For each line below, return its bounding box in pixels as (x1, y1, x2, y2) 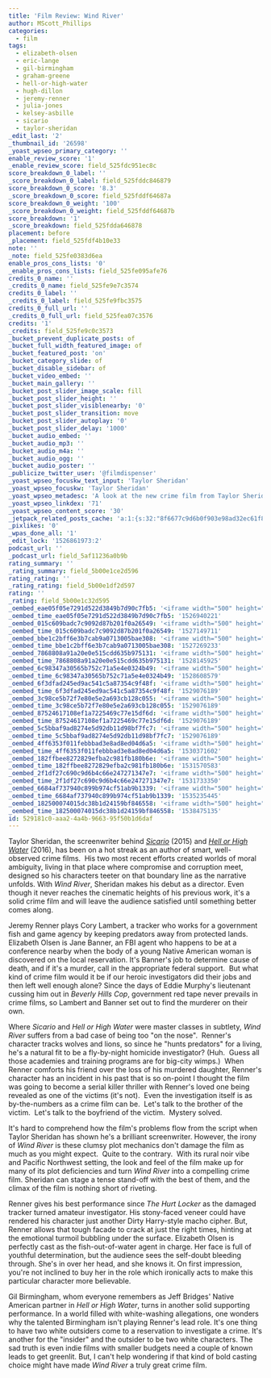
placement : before (8, 229, 70, 238)
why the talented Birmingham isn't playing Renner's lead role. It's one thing (8, 1317, 258, 1327)
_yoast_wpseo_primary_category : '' (8, 147, 128, 155)
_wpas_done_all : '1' (8, 529, 78, 537)
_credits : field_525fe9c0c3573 (8, 327, 114, 335)
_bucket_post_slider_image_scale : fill (8, 386, 143, 395)
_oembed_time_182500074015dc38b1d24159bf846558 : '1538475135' (8, 807, 222, 815)
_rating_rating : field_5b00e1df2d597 (8, 582, 135, 590)
